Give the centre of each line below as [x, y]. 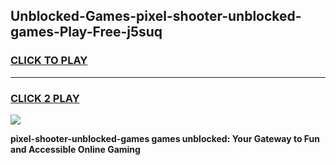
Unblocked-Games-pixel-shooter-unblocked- [156, 16]
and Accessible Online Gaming [75, 149]
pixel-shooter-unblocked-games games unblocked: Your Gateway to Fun [165, 138]
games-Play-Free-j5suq [86, 32]
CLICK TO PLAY [49, 61]
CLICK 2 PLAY [45, 98]
